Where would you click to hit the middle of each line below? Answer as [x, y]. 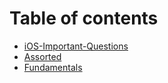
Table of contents [84, 18]
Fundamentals [53, 67]
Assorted [42, 56]
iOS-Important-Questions [76, 46]
